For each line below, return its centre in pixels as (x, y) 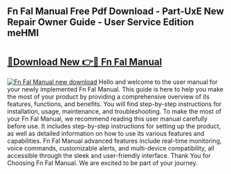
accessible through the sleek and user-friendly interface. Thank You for (109, 156)
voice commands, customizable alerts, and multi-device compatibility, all (111, 148)
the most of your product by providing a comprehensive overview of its (108, 97)
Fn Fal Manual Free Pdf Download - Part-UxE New (116, 11)
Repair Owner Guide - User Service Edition (101, 23)
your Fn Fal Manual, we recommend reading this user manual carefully (108, 119)
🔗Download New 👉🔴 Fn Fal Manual (85, 62)
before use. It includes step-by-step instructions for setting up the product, (114, 126)
